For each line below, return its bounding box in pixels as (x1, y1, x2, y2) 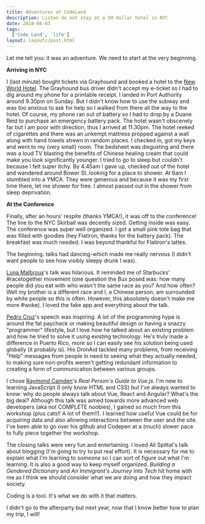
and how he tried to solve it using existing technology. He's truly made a (6, 333, 188, 340)
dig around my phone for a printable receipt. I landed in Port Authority (6, 91, 182, 98)
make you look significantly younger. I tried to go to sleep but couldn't (6, 156, 182, 163)
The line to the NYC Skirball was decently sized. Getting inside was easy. (6, 219, 191, 226)
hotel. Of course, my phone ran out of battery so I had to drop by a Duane (6, 111, 192, 118)
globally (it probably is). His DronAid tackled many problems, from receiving (6, 346, 198, 353)
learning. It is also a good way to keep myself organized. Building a (6, 461, 176, 468)
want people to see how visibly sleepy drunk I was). (6, 257, 137, 264)
